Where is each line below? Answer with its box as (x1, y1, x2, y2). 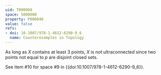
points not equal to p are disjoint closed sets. (5, 54, 98, 60)
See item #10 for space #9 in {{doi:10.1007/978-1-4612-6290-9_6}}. (5, 63, 144, 70)
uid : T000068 (5, 7, 33, 12)
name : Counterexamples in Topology (10, 35, 84, 40)
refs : (5, 26, 17, 31)
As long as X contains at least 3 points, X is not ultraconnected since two (5, 48, 156, 55)
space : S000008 (5, 12, 37, 17)
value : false (5, 21, 33, 26)
